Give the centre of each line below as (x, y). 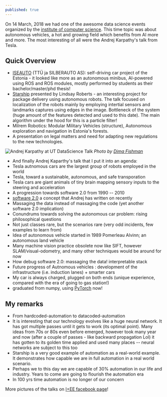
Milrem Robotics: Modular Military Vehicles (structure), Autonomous (82, 126)
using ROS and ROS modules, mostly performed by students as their (83, 83)
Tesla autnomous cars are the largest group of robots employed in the (84, 166)
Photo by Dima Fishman (119, 151)
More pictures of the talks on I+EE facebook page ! (57, 389)
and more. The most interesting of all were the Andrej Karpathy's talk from (82, 40)
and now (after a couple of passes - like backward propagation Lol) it (83, 337)
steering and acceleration (39, 188)
